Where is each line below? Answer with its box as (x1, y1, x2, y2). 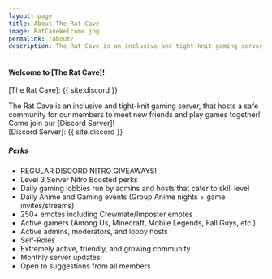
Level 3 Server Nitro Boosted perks (19, 175, 138, 185)
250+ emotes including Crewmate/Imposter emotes (19, 209, 193, 220)
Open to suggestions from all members (19, 261, 152, 271)
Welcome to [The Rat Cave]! (8, 67, 106, 77)
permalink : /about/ (8, 34, 75, 43)
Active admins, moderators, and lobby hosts (19, 227, 168, 237)
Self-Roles (19, 235, 55, 245)
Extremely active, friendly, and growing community (19, 244, 191, 254)
